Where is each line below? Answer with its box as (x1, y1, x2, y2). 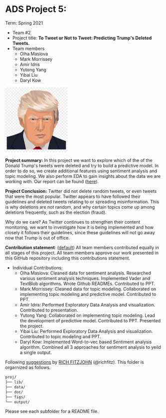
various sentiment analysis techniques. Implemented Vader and (19, 276, 151, 281)
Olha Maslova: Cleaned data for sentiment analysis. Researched (19, 270, 151, 276)
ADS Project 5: (5, 3, 67, 15)
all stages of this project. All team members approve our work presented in (5, 250, 159, 256)
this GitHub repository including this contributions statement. (5, 255, 131, 261)
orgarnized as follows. (5, 365, 51, 371)
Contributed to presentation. (19, 307, 78, 313)
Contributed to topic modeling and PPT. (19, 334, 101, 340)
